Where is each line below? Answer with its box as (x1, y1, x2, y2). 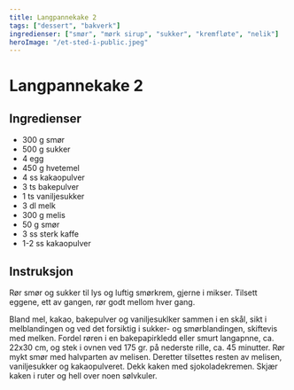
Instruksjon (9, 263, 73, 279)
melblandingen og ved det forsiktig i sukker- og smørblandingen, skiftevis (9, 324, 278, 334)
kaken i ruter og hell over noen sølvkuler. (9, 370, 158, 381)
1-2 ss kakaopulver (21, 238, 91, 249)
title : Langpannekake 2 (9, 12, 97, 22)
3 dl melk (21, 200, 56, 211)
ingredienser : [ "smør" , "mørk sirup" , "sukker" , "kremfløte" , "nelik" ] (9, 29, 279, 38)
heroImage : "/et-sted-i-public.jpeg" (9, 37, 149, 47)
